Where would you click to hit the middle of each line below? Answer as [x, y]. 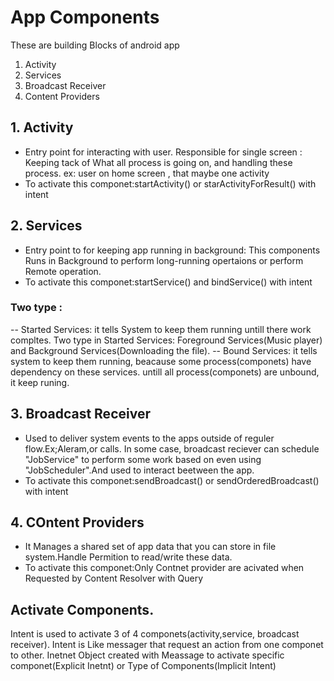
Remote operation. [63, 271]
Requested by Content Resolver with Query [113, 578]
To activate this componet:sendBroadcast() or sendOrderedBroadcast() [172, 480]
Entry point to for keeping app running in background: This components [172, 250]
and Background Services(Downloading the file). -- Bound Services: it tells [164, 350]
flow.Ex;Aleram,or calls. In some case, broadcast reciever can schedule [172, 448]
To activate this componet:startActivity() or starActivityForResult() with [170, 183]
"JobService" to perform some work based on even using [143, 459]
